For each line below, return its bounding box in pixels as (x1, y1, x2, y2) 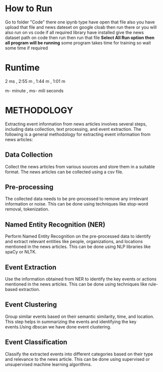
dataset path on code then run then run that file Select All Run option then (5, 35, 155, 41)
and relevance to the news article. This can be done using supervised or (5, 356, 150, 362)
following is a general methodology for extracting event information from (5, 131, 151, 137)
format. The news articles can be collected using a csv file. (5, 169, 124, 175)
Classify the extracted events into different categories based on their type (5, 351, 153, 357)
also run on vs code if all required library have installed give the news (5, 29, 144, 35)
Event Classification (5, 338, 68, 347)
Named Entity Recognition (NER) (5, 220, 106, 228)
